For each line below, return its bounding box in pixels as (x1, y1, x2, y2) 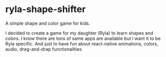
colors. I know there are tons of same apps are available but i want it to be (5, 35, 161, 41)
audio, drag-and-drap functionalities (5, 46, 82, 52)
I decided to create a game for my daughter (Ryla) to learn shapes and (5, 30, 153, 36)
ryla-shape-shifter (5, 4, 86, 15)
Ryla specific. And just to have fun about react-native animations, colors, (5, 40, 158, 46)
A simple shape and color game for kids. (5, 20, 90, 26)
